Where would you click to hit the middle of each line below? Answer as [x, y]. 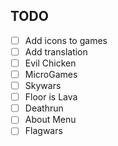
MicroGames [51, 74]
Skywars [43, 86]
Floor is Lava [51, 97]
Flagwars [43, 131]
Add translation [56, 51]
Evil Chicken [50, 63]
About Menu [50, 120]
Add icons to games [66, 40]
